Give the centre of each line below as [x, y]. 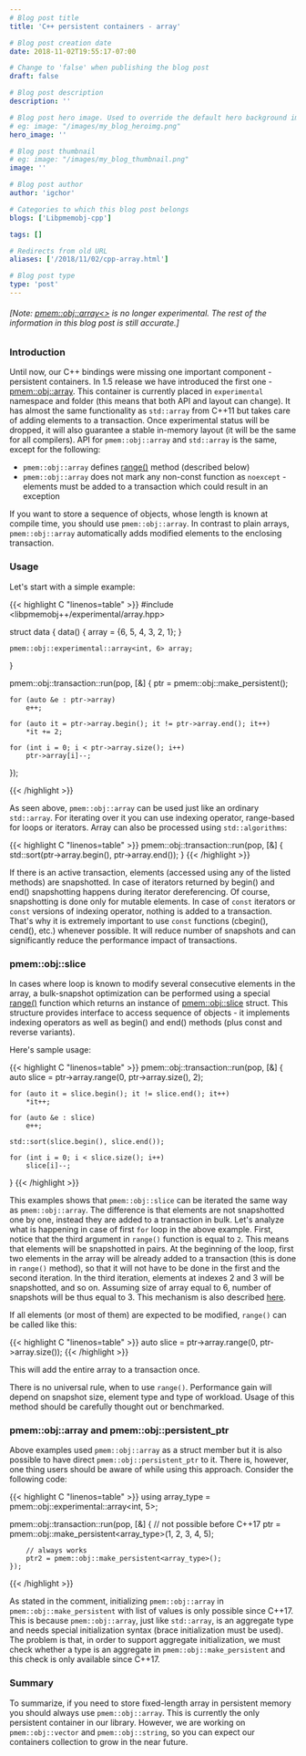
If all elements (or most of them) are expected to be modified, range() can [148, 1315]
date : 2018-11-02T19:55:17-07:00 [73, 51]
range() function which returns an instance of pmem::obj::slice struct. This [149, 1003]
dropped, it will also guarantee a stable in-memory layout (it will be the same [153, 431]
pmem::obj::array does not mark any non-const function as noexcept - [154, 477]
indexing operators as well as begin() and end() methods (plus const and [146, 1023]
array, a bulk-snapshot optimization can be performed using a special [140, 993]
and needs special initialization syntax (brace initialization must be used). [147, 1630]
